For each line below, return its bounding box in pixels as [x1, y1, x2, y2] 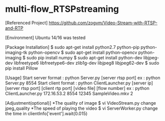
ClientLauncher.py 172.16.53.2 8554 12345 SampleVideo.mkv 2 [5, 90, 133, 96]
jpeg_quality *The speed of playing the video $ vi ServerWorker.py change [5, 105, 158, 111]
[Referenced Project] [5, 20, 48, 26]
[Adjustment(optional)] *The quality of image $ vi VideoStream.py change [5, 100, 156, 106]
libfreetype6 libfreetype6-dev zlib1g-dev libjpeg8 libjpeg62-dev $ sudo [14, 60, 160, 66]
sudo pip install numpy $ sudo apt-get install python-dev [26, 54, 143, 60]
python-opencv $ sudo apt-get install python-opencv [28, 49, 137, 55]
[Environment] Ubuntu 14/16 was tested [5, 35, 86, 40]
